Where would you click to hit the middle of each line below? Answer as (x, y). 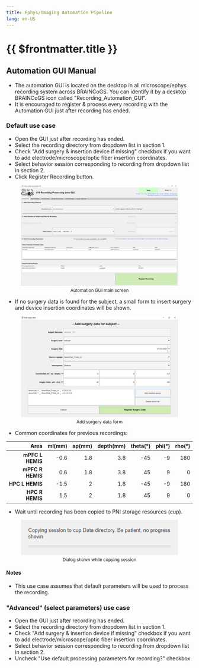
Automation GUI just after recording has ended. (72, 111)
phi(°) (163, 446)
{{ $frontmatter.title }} (62, 49)
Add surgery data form (99, 422)
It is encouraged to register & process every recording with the (91, 104)
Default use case (31, 126)
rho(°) (183, 446)
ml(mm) (57, 446)
